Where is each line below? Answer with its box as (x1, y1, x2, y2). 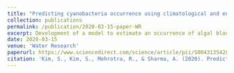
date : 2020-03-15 (7, 36, 58, 43)
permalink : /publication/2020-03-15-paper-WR (7, 23, 141, 30)
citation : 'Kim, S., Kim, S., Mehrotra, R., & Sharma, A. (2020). (7, 56, 204, 63)
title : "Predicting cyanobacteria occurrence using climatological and (7, 10, 219, 17)
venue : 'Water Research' (7, 42, 79, 49)
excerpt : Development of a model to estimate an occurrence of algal (7, 29, 214, 37)
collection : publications (7, 17, 82, 24)
